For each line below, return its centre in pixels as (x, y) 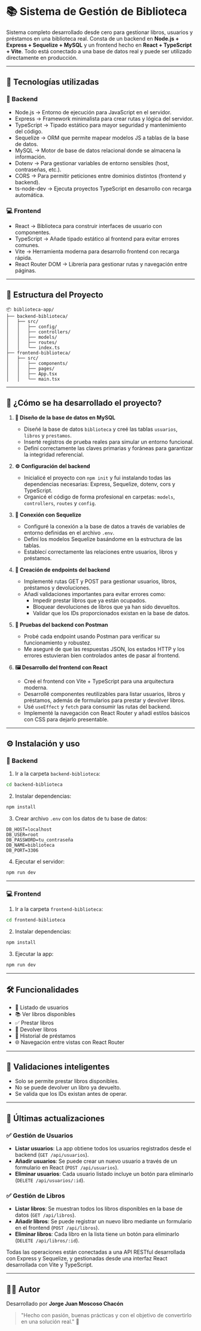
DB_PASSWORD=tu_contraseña (40, 840)
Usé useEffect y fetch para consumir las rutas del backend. (98, 706)
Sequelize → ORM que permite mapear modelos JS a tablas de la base (102, 138)
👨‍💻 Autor (23, 1289)
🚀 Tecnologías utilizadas (53, 82)
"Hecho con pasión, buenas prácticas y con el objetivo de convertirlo (106, 1315)
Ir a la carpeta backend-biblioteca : (57, 774)
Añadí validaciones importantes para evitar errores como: (95, 594)
